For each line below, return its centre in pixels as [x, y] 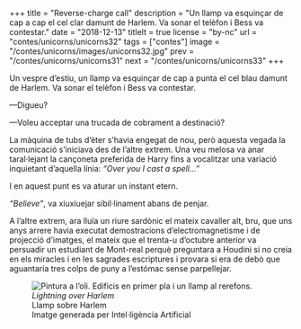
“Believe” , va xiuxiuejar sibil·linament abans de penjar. [109, 203]
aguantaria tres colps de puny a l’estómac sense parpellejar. [120, 268]
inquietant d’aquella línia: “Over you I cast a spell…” [105, 169]
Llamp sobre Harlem [70, 305]
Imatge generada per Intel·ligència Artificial [111, 315]
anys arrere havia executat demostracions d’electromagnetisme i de [135, 230]
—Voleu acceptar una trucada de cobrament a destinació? [117, 122]
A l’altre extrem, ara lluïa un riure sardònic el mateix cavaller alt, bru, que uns [151, 221]
